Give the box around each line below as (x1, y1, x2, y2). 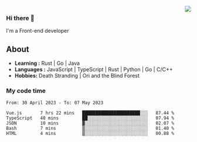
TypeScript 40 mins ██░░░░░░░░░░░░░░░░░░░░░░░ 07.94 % (6, 115, 175, 122)
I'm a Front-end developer (6, 27, 69, 34)
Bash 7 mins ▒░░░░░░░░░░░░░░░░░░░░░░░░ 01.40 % (6, 126, 175, 131)
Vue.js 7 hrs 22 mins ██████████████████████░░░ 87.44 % (6, 110, 175, 116)
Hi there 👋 (6, 14, 35, 22)
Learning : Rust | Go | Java (14, 60, 80, 67)
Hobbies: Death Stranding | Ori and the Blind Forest (14, 72, 140, 79)
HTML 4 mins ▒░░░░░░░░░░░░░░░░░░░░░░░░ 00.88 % (6, 131, 175, 137)
